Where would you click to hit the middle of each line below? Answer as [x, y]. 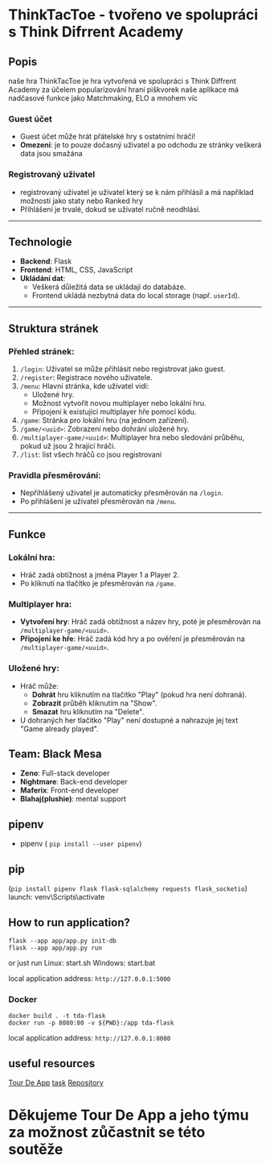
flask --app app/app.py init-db [62, 941]
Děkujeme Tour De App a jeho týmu [129, 1115]
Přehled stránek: [41, 351]
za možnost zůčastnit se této [107, 1132]
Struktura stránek [53, 328]
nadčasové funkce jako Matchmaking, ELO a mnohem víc [103, 98]
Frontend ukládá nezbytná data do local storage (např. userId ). [136, 296]
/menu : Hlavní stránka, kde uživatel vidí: [84, 386]
